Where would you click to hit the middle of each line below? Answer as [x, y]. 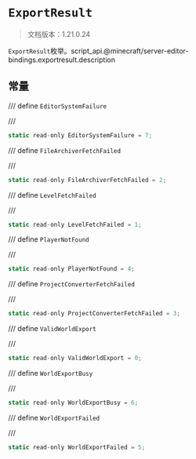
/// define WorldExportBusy [51, 373]
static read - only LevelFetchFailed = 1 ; [75, 224]
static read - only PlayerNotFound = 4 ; [71, 269]
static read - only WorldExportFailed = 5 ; [77, 447]
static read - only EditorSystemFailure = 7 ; [80, 135]
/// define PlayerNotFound [49, 239]
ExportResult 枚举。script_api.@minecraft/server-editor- [99, 51]
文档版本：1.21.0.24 [59, 34]
